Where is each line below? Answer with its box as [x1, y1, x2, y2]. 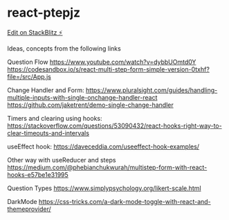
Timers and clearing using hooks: [7, 114, 102, 122]
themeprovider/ [7, 205, 52, 213]
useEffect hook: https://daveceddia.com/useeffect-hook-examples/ [7, 142, 199, 151]
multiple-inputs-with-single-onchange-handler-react [7, 93, 158, 101]
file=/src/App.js [7, 72, 52, 81]
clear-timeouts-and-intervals [7, 128, 90, 137]
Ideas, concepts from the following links [7, 44, 121, 53]
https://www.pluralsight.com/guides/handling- [85, 85, 218, 94]
